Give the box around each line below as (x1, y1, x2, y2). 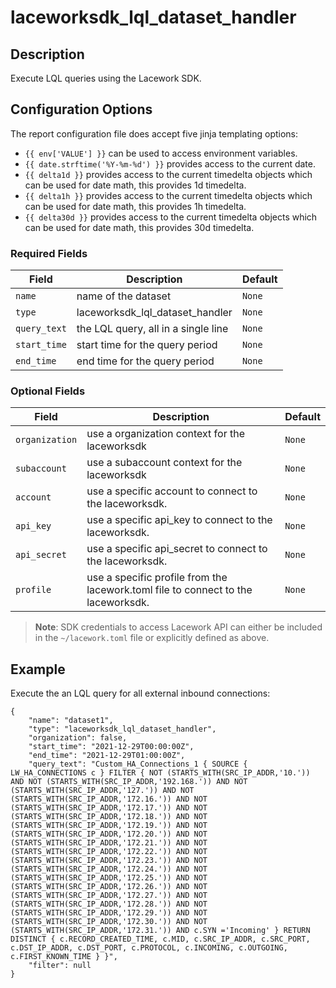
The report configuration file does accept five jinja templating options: (10, 127, 299, 140)
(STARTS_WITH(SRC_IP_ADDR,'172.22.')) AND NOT (10, 847, 208, 857)
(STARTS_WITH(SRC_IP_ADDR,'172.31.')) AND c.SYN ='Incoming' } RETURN (10, 926, 311, 936)
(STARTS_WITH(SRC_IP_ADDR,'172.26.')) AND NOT (10, 882, 208, 892)
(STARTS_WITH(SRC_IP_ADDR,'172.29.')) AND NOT (10, 908, 208, 918)
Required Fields (10, 246, 88, 260)
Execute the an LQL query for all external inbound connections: (10, 687, 271, 700)
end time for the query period (76, 354, 215, 368)
